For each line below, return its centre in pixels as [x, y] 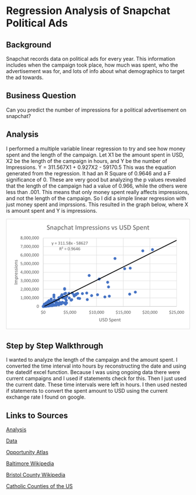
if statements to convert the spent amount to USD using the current [87, 391]
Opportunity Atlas [27, 452]
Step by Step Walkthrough [55, 346]
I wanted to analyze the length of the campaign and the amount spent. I [92, 360]
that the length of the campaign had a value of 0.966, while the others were [97, 186]
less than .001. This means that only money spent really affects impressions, [98, 192]
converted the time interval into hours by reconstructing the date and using [96, 366]
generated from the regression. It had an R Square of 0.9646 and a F [88, 173]
